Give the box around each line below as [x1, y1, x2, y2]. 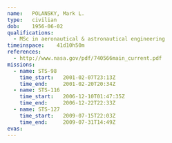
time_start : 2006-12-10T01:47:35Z [19, 93, 126, 100]
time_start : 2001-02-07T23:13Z [19, 74, 116, 81]
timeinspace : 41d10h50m [7, 42, 85, 49]
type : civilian [7, 16, 57, 23]
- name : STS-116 [13, 87, 60, 93]
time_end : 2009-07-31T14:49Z [19, 118, 116, 126]
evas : [7, 125, 23, 132]
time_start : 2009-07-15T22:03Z [19, 112, 116, 119]
